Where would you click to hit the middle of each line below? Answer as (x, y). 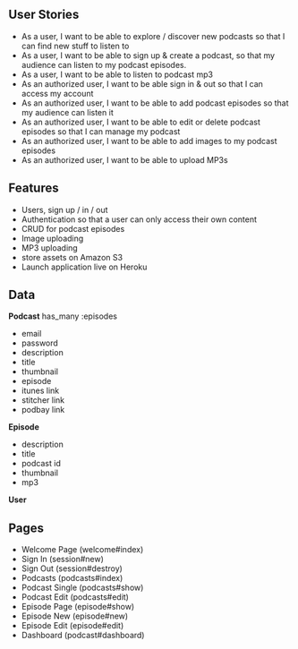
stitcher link (43, 400)
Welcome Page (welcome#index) (82, 550)
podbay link (43, 410)
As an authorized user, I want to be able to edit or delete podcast (140, 122)
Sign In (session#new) (63, 559)
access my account (57, 93)
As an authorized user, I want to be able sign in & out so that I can (142, 83)
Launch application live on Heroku (84, 267)
